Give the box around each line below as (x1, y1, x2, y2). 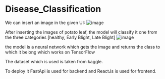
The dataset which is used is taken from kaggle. (5, 58, 103, 64)
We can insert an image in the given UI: (5, 20, 85, 26)
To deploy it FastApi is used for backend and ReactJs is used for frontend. (5, 68, 157, 74)
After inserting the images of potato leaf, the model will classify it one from (5, 29, 158, 35)
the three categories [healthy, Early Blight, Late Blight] (5, 34, 115, 40)
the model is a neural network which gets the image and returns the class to (5, 44, 160, 50)
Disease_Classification (5, 3, 102, 15)
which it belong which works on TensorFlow (5, 49, 95, 55)
